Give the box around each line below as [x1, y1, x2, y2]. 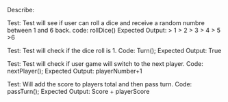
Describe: [7, 6, 35, 14]
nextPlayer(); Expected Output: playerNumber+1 [7, 67, 142, 75]
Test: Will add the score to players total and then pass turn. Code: [7, 80, 192, 88]
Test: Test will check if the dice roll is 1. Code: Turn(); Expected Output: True [7, 47, 222, 54]
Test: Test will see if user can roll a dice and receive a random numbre [7, 19, 205, 27]
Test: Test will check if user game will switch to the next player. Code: [7, 60, 203, 67]
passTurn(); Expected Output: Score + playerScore [7, 88, 150, 95]
